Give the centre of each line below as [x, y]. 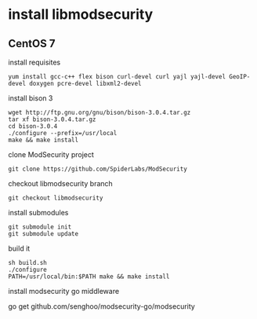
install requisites [34, 62]
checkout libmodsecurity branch [61, 183]
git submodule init [40, 227]
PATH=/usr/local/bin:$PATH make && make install [89, 277]
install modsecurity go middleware [64, 291]
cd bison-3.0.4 [33, 126]
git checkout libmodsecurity [56, 198]
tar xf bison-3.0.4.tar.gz [52, 119]
